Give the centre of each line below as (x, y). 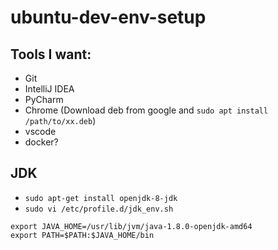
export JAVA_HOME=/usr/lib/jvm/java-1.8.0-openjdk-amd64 (131, 226)
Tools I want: (51, 54)
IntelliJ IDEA (49, 89)
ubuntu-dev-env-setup (108, 17)
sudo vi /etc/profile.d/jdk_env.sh (99, 209)
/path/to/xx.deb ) (60, 120)
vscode (40, 131)
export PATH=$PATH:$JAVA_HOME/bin (82, 235)
